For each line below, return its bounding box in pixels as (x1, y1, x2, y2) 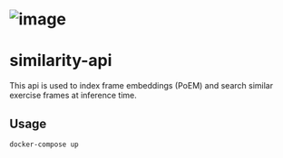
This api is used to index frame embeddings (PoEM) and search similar (9, 80, 274, 91)
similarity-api (9, 51, 112, 71)
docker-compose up (9, 140, 79, 149)
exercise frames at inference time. (9, 90, 138, 101)
